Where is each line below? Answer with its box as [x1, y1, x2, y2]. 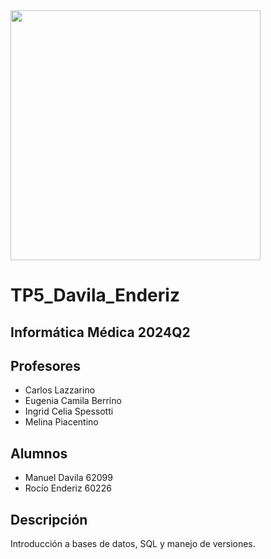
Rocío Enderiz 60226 [24, 482, 112, 494]
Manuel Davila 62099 [24, 472, 113, 484]
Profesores [10, 357, 81, 374]
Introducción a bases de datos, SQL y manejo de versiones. [10, 538, 256, 550]
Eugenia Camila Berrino [24, 395, 122, 407]
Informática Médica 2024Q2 [10, 324, 191, 341]
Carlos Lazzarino [24, 384, 96, 396]
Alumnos [10, 445, 68, 462]
